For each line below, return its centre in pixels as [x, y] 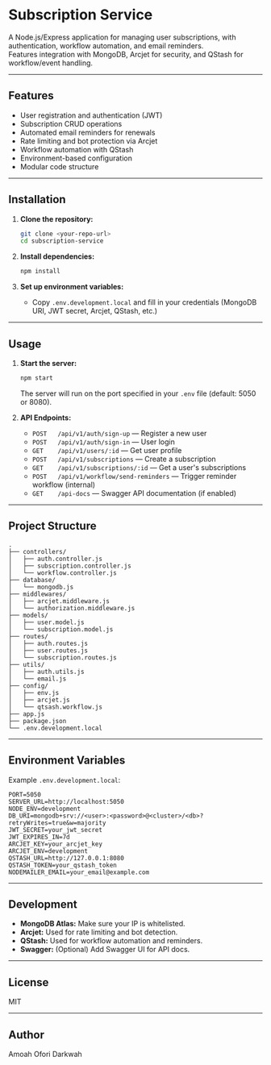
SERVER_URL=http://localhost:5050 [67, 801]
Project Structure [52, 526]
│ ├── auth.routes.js [48, 643]
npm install [40, 272]
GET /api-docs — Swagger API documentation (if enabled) [134, 493]
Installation [37, 200]
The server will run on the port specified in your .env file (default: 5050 [138, 393]
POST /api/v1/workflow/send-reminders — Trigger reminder [134, 476]
